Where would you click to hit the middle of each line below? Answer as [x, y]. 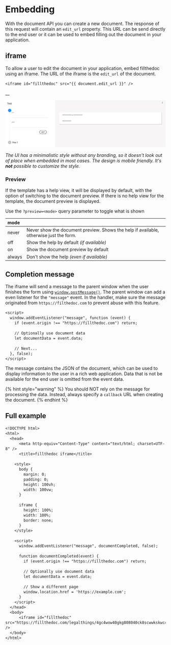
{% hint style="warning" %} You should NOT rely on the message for [78, 389]
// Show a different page [51, 587]
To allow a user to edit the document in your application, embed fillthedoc [82, 68]
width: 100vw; [38, 490]
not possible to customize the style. [43, 166]
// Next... [26, 349]
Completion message [40, 274]
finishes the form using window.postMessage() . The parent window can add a [85, 292]
